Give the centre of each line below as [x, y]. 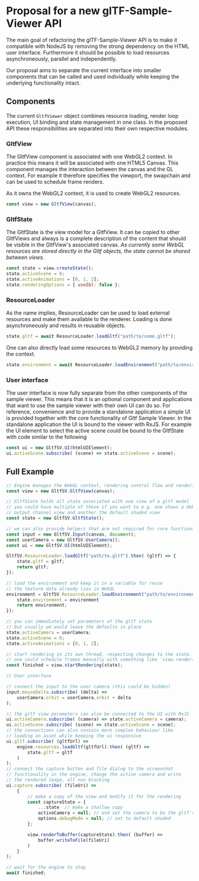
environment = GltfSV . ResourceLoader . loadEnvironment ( [75, 594]
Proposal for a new [53, 11]
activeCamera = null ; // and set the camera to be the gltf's [116, 813]
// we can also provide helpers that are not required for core [87, 528]
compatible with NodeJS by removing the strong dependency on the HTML [98, 46]
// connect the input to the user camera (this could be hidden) [88, 687]
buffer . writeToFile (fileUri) [74, 840]
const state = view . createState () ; [50, 268]
